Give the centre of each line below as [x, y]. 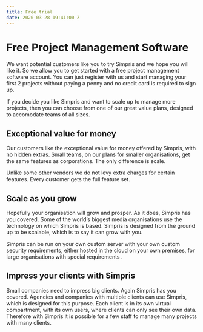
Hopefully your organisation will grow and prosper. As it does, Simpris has [98, 213]
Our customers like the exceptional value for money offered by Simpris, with [101, 148]
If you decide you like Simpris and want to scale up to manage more [91, 102]
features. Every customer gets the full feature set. [68, 179]
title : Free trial [29, 12]
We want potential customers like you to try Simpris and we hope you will [98, 64]
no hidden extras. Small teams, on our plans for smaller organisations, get [98, 154]
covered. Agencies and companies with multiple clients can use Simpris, [97, 297]
